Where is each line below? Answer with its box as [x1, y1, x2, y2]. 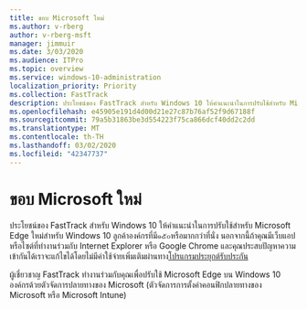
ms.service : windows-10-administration [9, 73, 162, 82]
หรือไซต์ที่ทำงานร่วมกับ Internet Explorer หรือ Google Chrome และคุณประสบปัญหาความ [9, 240, 297, 251]
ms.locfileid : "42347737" [9, 149, 108, 158]
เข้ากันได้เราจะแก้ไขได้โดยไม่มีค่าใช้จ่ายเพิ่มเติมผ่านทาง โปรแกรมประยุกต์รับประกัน [9, 250, 249, 261]
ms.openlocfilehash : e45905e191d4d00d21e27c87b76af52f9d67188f [9, 107, 256, 116]
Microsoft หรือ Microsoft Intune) [9, 289, 127, 300]
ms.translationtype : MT [9, 124, 101, 133]
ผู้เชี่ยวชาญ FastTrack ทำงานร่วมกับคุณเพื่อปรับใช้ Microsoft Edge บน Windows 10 [9, 269, 281, 280]
